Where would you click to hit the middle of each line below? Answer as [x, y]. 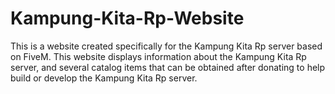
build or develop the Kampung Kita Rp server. [104, 78]
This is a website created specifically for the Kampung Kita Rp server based [166, 46]
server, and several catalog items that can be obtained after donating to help [168, 67]
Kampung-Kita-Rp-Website [127, 18]
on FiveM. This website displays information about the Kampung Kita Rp [158, 56]
